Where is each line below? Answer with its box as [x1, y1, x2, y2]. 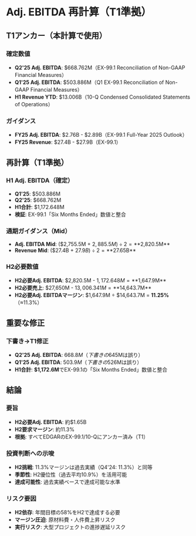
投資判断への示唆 [6, 449, 55, 457]
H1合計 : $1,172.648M [14, 203, 65, 210]
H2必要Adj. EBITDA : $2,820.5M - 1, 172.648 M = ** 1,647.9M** [14, 277, 167, 284]
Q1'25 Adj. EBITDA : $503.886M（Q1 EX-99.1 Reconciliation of [14, 79, 164, 86]
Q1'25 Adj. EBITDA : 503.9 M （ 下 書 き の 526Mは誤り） [14, 359, 143, 366]
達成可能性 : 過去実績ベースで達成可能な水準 [14, 478, 121, 486]
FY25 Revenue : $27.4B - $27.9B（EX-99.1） [14, 139, 121, 146]
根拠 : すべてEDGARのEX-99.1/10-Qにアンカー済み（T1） [14, 433, 148, 440]
